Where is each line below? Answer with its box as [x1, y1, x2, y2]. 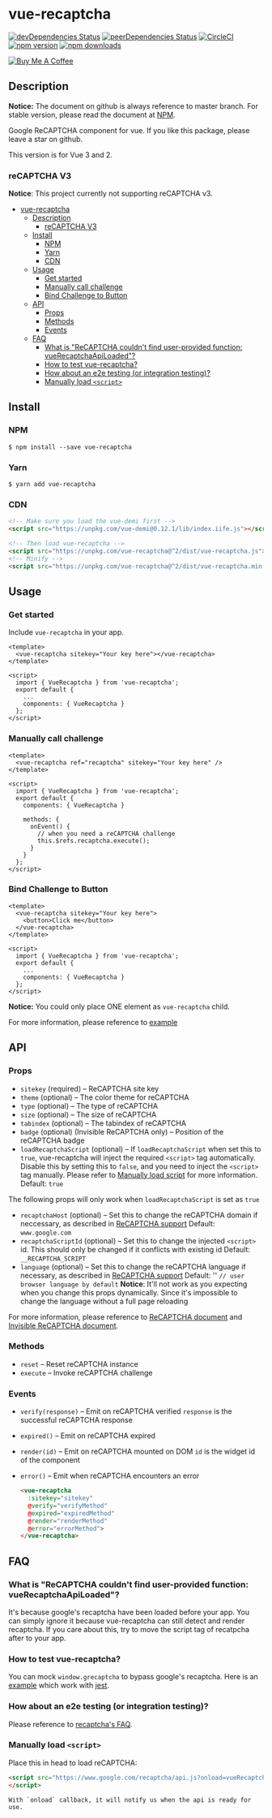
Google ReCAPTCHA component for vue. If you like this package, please [8, 125, 250, 135]
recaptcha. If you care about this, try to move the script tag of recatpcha [8, 1624, 249, 1634]
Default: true [19, 1178, 63, 1188]
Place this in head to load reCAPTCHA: [8, 1758, 138, 1768]
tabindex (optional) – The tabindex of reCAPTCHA [19, 1118, 187, 1128]
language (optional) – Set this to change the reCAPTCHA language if [19, 1261, 246, 1271]
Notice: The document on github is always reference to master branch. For [8, 101, 259, 110]
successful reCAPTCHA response [19, 1415, 134, 1425]
